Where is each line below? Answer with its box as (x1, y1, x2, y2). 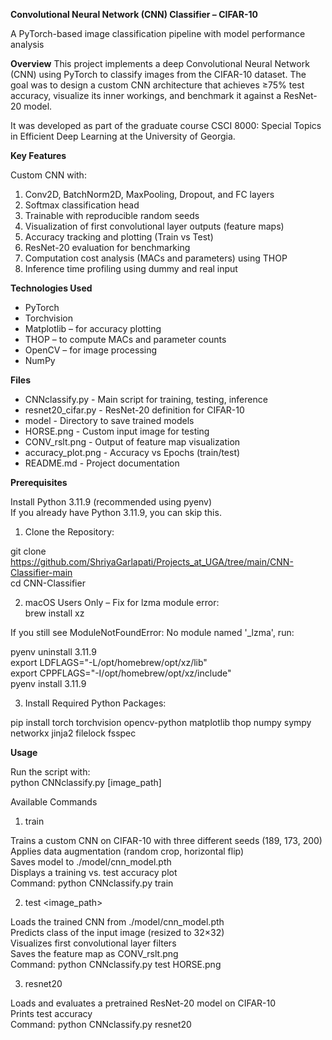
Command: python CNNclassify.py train (10, 877, 174, 889)
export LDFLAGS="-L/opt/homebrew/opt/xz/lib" (10, 657, 208, 668)
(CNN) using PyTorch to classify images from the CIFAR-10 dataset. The (10, 69, 307, 80)
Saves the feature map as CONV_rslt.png (10, 948, 179, 959)
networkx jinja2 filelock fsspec (10, 727, 137, 739)
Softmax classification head (24, 199, 140, 211)
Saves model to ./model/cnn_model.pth (10, 856, 172, 868)
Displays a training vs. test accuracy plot (10, 867, 178, 878)
